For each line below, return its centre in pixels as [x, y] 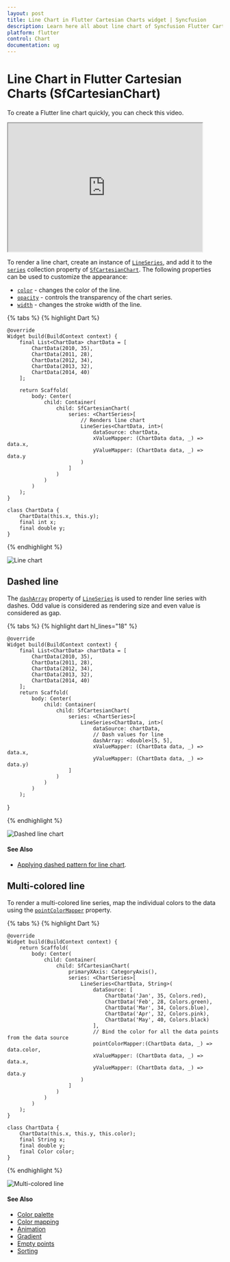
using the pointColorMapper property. [59, 910]
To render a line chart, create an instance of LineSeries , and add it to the [110, 262]
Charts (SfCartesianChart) [84, 94]
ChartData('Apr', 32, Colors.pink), [157, 1014]
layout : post [26, 13]
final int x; [38, 522]
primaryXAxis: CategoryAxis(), [113, 972]
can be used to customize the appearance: [67, 276]
